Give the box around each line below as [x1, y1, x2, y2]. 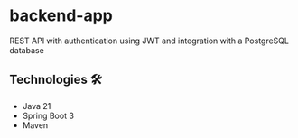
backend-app [9, 5, 113, 26]
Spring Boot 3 [22, 110, 75, 121]
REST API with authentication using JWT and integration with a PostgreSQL [9, 35, 289, 46]
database [9, 44, 45, 55]
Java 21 [22, 100, 51, 111]
